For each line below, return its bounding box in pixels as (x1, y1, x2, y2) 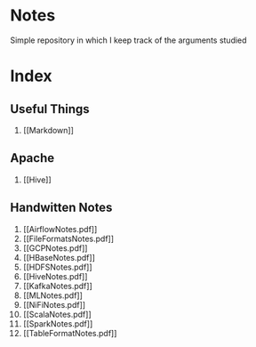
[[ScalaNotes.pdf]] (22, 309, 92, 319)
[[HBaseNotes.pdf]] (22, 252, 96, 262)
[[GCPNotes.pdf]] (22, 242, 88, 254)
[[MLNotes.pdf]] (22, 290, 84, 301)
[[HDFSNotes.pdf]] (22, 262, 92, 272)
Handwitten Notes (10, 200, 113, 215)
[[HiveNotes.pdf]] (22, 270, 88, 281)
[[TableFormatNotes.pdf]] (22, 327, 117, 338)
